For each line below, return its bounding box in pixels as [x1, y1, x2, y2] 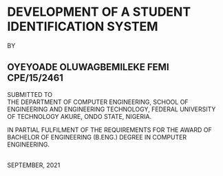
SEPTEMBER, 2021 [7, 161, 61, 169]
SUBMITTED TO [7, 90, 53, 98]
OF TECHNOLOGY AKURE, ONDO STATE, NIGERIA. [7, 112, 152, 120]
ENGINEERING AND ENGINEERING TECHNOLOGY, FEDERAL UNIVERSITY [7, 104, 216, 113]
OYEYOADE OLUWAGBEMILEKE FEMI [7, 61, 170, 73]
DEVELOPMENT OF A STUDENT [7, 4, 191, 20]
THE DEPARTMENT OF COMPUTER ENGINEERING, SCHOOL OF [7, 98, 189, 106]
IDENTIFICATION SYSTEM [7, 19, 158, 34]
